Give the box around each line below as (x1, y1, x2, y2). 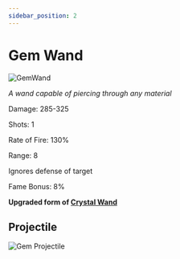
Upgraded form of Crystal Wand (8, 197, 118, 207)
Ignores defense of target (8, 166, 93, 176)
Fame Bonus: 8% (8, 181, 66, 191)
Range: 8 (8, 150, 39, 160)
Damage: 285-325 (8, 103, 70, 113)
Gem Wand (8, 46, 84, 64)
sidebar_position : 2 (8, 11, 78, 20)
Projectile (8, 220, 58, 233)
